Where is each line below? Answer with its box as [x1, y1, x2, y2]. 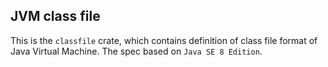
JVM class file [10, 8, 101, 25]
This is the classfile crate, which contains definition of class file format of [10, 34, 318, 46]
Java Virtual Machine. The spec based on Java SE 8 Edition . [10, 45, 263, 57]
